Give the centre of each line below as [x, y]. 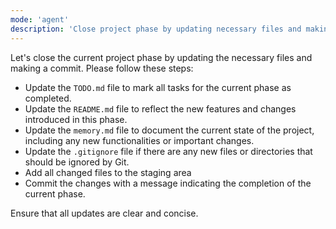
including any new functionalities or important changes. [139, 140]
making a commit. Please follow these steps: [102, 68]
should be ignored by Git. [77, 162]
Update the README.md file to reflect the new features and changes [160, 108]
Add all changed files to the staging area [108, 172]
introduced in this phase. [76, 119]
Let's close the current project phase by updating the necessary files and [161, 57]
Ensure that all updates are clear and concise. [104, 213]
